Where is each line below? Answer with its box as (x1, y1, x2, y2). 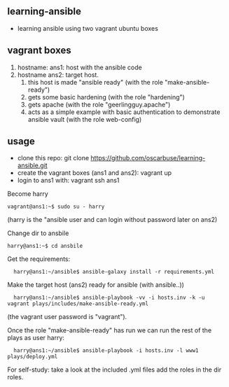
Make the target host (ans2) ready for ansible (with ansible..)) (7, 281, 184, 289)
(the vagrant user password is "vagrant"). (7, 313, 127, 321)
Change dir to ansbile (7, 229, 69, 237)
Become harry (7, 190, 49, 198)
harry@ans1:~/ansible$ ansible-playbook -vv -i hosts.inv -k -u (13, 294, 205, 302)
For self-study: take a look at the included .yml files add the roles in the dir (7, 365, 222, 374)
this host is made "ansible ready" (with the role (27, 78, 163, 86)
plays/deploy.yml (7, 353, 58, 360)
